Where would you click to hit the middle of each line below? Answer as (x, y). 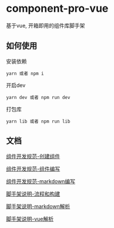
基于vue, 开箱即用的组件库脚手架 (46, 25)
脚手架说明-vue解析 (30, 219)
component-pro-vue (57, 9)
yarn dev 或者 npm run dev (38, 97)
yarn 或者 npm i (25, 73)
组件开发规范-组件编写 (33, 168)
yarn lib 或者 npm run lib (38, 121)
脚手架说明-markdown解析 (38, 206)
